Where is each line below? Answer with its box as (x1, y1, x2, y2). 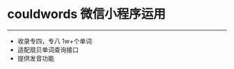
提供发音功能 (17, 54, 54, 62)
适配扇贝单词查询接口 (17, 46, 79, 54)
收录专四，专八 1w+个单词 (17, 37, 93, 45)
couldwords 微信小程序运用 (7, 6, 166, 22)
